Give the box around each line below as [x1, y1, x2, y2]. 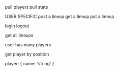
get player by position [5, 51, 49, 57]
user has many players [5, 42, 51, 48]
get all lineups [5, 33, 33, 38]
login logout [5, 23, 30, 29]
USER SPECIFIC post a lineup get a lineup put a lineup [5, 14, 115, 19]
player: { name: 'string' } [5, 61, 54, 66]
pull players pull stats [5, 4, 48, 10]
